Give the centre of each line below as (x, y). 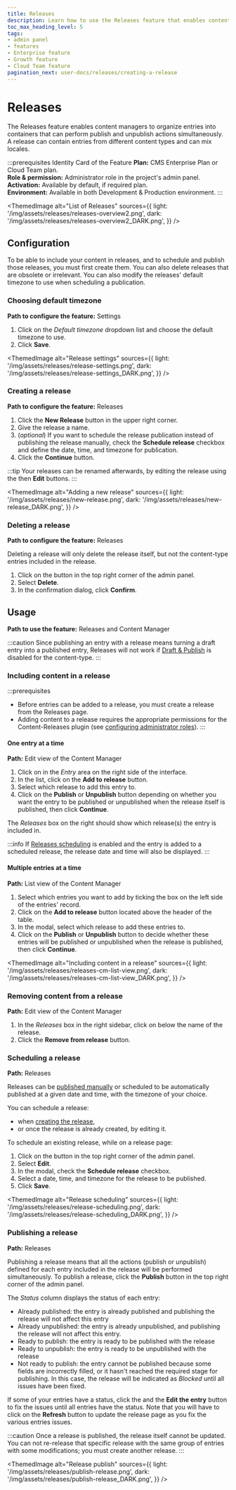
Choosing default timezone (54, 301)
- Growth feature (33, 60)
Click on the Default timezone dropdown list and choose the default (115, 329)
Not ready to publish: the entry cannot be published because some (114, 1364)
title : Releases (31, 14)
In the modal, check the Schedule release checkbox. (94, 1171)
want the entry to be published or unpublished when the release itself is (121, 802)
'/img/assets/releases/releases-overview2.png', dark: (85, 213)
